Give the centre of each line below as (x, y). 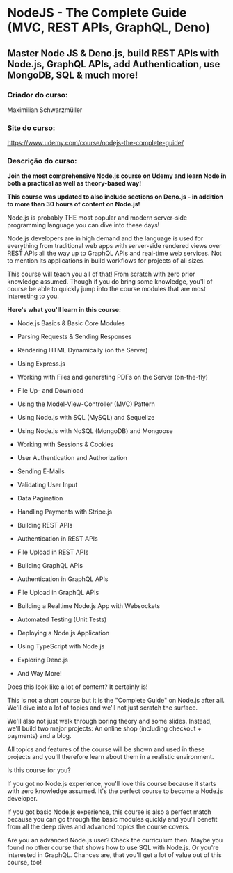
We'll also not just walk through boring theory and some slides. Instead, (110, 721)
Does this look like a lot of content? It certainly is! (78, 687)
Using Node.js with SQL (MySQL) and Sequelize (86, 418)
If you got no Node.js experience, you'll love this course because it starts (112, 784)
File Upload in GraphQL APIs (58, 593)
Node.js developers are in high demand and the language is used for (105, 238)
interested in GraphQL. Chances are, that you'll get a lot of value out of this (114, 855)
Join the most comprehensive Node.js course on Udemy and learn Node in (117, 176)
